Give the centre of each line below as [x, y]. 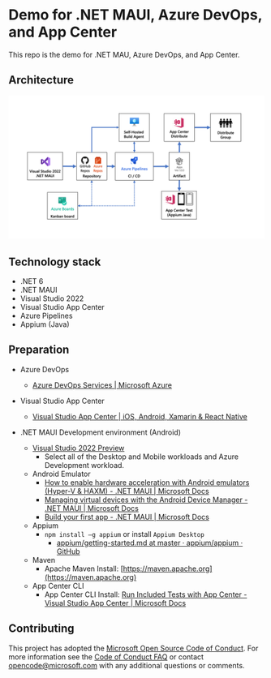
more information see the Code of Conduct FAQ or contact [106, 657]
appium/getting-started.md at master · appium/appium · [150, 543]
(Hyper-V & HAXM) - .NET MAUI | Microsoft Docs [127, 491]
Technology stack [55, 262]
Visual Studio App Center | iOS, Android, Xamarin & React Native [140, 416]
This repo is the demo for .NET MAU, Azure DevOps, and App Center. [124, 54]
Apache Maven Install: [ [84, 569]
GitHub [68, 551]
